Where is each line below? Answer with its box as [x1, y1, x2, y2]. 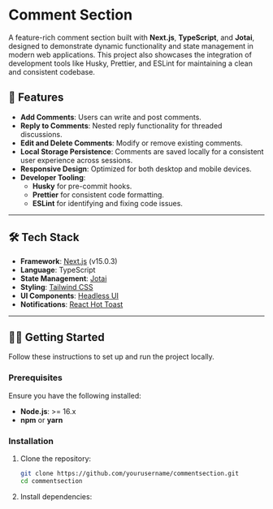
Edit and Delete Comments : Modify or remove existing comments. [19, 138, 244, 148]
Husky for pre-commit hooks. [32, 181, 132, 191]
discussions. [19, 129, 63, 139]
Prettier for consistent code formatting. [32, 189, 165, 200]
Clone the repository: [19, 453, 92, 464]
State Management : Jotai [19, 274, 107, 283]
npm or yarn [19, 415, 63, 425]
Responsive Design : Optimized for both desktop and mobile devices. [19, 164, 252, 174]
